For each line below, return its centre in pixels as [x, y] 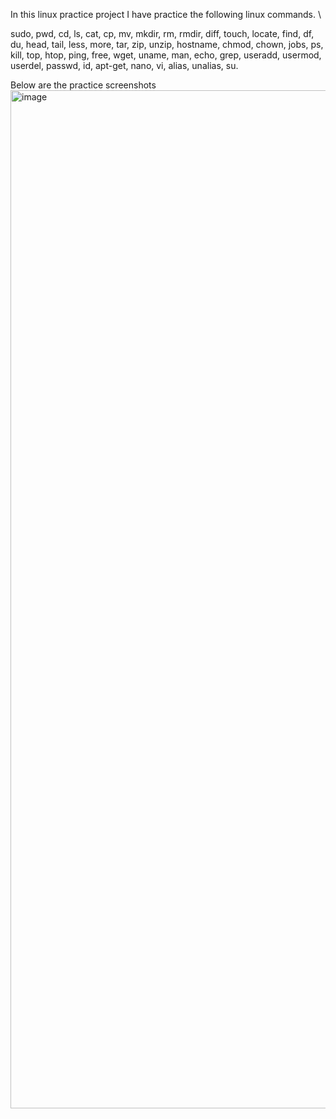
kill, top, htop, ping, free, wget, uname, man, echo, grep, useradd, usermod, [166, 55]
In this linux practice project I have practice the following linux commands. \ [166, 14]
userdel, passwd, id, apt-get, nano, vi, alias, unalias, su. [124, 65]
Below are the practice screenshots [83, 85]
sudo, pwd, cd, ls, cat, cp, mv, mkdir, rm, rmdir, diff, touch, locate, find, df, [162, 33]
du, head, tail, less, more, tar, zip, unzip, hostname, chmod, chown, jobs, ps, [167, 44]
